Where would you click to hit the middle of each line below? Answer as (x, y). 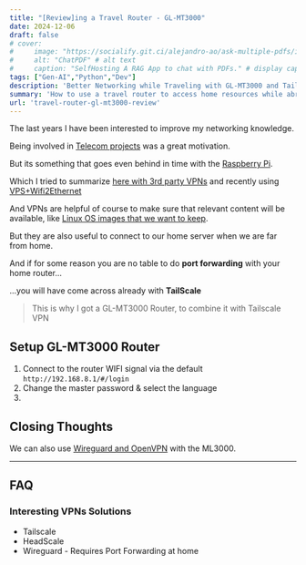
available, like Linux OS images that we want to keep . (109, 219)
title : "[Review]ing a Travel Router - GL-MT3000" (107, 18)
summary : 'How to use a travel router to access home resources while (146, 94)
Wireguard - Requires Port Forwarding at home (110, 550)
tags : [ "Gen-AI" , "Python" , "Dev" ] (73, 77)
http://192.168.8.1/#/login (76, 379)
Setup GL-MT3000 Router (85, 347)
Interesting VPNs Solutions (71, 511)
